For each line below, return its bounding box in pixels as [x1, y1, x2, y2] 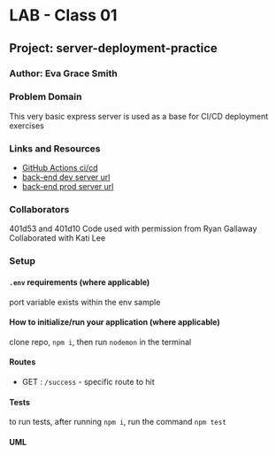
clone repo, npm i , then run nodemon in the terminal [9, 336, 192, 347]
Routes [9, 357, 36, 367]
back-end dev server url [21, 172, 111, 182]
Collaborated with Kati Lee [9, 233, 106, 243]
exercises [9, 120, 44, 131]
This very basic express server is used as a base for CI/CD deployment [9, 111, 269, 121]
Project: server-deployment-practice [9, 41, 218, 56]
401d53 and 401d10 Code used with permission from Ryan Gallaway [9, 223, 257, 235]
